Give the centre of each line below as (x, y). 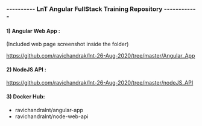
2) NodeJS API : (26, 69)
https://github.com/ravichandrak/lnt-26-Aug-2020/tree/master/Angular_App (101, 56)
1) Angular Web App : (33, 31)
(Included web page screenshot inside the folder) (68, 44)
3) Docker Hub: (26, 96)
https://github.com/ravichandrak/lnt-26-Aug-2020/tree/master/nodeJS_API (100, 83)
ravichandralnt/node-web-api (52, 116)
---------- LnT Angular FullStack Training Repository (84, 9)
